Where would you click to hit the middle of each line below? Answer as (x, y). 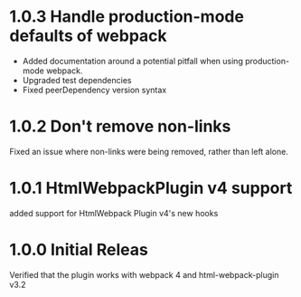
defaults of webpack (88, 36)
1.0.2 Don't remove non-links (120, 126)
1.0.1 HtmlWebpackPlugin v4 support (151, 188)
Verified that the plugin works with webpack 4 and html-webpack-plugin (144, 274)
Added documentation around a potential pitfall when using (133, 61)
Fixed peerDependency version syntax (94, 90)
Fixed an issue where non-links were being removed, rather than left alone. (149, 151)
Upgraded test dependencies (77, 80)
